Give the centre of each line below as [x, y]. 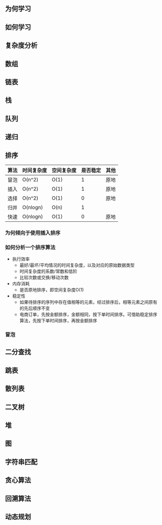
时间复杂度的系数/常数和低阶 [48, 271]
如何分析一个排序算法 [30, 247]
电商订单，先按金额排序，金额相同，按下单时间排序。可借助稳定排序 [88, 315]
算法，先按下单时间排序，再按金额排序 [58, 321]
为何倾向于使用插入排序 [33, 233]
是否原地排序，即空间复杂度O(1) [52, 290]
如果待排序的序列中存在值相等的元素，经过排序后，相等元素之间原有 [88, 302]
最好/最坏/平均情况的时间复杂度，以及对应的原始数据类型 [77, 265]
